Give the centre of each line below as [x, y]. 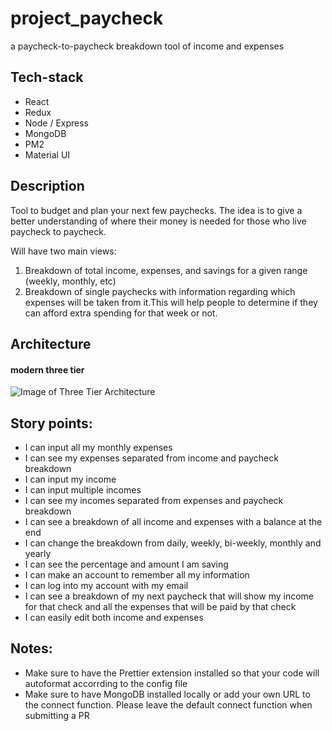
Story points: [51, 423]
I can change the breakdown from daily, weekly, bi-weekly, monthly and [173, 543]
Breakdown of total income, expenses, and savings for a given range [166, 270]
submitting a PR [57, 715]
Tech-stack [47, 77]
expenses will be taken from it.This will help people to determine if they [171, 302]
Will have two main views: [63, 251]
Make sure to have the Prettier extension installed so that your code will [172, 673]
